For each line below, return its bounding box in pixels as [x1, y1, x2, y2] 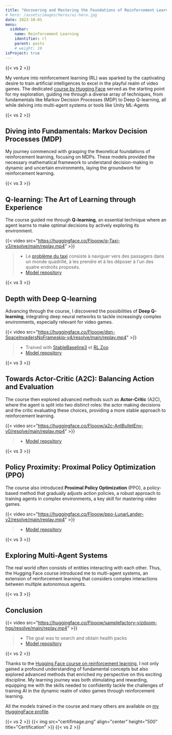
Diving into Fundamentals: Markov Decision [5, 126, 147, 135]
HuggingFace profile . [5, 709, 50, 715]
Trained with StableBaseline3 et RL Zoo [25, 344, 109, 350]
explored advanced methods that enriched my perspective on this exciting [5, 671, 162, 677]
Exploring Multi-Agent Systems [5, 551, 108, 560]
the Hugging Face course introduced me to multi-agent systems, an [5, 570, 148, 576]
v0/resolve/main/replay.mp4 [5, 428, 65, 434]
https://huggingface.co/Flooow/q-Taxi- [37, 237, 120, 244]
